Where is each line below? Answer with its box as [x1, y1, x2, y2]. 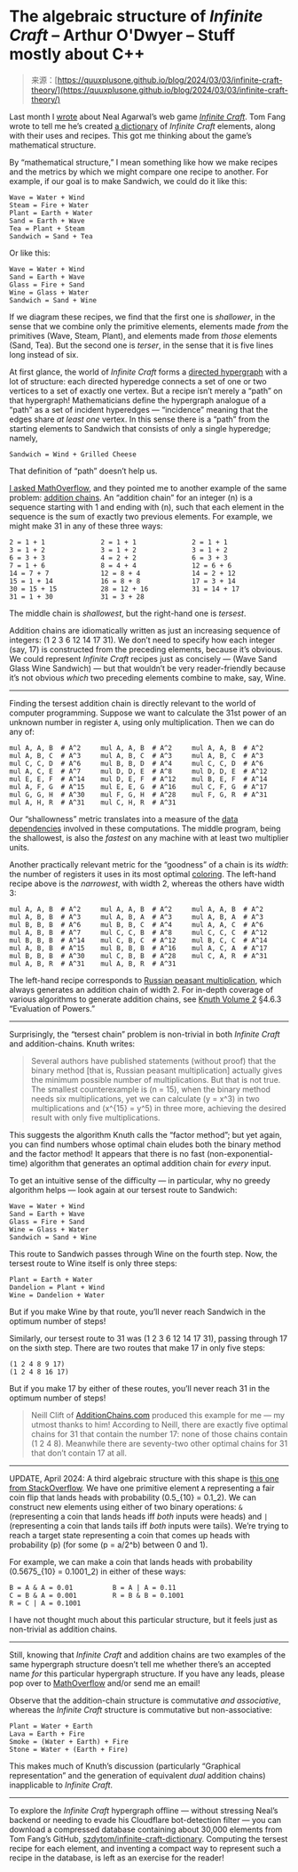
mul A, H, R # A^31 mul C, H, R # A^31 [9, 798, 176, 807]
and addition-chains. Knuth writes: [9, 1038, 136, 1049]
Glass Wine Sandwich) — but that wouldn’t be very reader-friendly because [9, 663, 286, 674]
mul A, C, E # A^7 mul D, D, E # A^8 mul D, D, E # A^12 [9, 767, 268, 776]
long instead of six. [9, 349, 79, 359]
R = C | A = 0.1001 [9, 1599, 82, 1608]
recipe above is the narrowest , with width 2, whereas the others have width [9, 878, 286, 889]
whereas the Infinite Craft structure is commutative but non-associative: [9, 1704, 272, 1715]
